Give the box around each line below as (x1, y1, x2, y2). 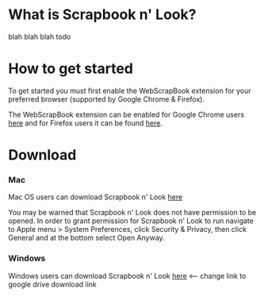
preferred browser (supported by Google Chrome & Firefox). (8, 94, 205, 104)
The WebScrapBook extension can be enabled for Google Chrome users (8, 110, 244, 119)
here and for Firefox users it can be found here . (8, 118, 163, 128)
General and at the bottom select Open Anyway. (8, 233, 165, 243)
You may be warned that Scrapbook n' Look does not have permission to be (8, 208, 257, 218)
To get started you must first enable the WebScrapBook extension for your (8, 86, 251, 95)
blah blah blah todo (8, 32, 71, 41)
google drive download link (8, 280, 97, 289)
